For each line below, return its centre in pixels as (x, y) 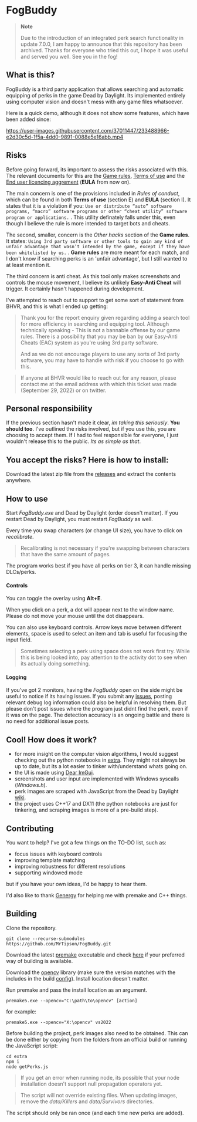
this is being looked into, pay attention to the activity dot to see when (104, 657)
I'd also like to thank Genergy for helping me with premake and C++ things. (97, 895)
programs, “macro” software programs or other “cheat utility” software (97, 211)
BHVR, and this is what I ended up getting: (57, 306)
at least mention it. (28, 265)
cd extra (17, 1056)
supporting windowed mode (49, 873)
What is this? (30, 75)
